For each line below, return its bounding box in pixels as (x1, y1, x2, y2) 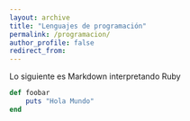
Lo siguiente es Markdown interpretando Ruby (9, 71, 182, 82)
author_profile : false (9, 38, 95, 48)
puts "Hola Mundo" (25, 97, 95, 106)
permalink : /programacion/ (9, 30, 111, 39)
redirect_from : (9, 47, 67, 56)
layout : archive (9, 13, 70, 22)
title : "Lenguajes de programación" (9, 22, 147, 30)
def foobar (9, 89, 50, 98)
